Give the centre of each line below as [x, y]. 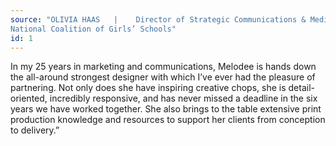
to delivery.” [35, 130]
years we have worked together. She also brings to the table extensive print [166, 109]
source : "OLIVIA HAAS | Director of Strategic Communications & [158, 19]
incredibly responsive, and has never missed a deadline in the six [183, 98]
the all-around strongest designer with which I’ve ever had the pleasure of [163, 77]
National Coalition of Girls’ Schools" [93, 29]
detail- [301, 88]
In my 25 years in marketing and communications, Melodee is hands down [163, 67]
